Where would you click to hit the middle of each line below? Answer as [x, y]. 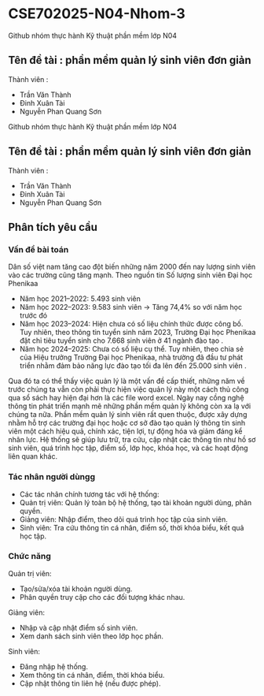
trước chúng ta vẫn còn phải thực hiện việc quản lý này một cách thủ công [128, 389]
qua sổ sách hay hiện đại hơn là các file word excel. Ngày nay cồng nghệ [126, 398]
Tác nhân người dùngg [52, 477]
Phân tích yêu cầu [53, 227]
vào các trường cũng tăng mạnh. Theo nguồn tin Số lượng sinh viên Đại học [130, 275]
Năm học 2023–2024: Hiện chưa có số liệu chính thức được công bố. [131, 324]
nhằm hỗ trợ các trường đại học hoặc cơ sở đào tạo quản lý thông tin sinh [127, 423]
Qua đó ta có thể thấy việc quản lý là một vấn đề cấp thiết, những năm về [126, 381]
